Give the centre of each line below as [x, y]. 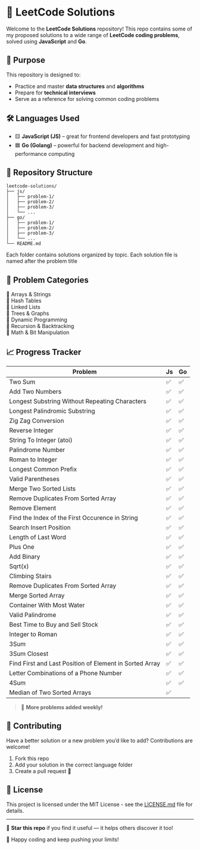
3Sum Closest [29, 654]
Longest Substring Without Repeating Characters [78, 401]
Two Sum [22, 382]
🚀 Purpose [26, 60]
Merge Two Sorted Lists [43, 488]
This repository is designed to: [43, 75]
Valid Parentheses [35, 479]
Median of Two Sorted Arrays [50, 692]
